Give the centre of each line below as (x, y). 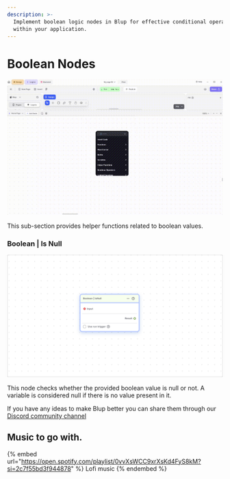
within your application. (50, 29)
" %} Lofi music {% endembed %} (119, 468)
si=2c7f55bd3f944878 (39, 468)
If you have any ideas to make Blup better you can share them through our (112, 408)
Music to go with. (45, 437)
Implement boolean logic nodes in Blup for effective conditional (110, 22)
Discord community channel (47, 416)
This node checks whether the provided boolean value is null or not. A (106, 388)
